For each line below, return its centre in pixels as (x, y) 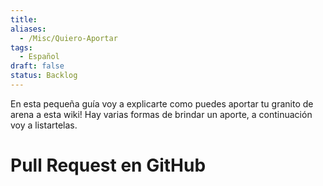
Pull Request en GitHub (108, 165)
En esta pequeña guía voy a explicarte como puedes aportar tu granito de (162, 103)
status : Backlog (44, 76)
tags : (21, 47)
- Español (39, 57)
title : (24, 19)
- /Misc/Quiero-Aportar (68, 38)
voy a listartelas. (44, 125)
